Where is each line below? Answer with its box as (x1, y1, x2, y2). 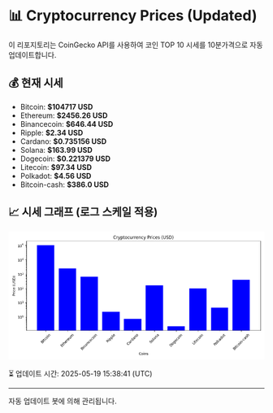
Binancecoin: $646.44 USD (19, 119, 114, 128)
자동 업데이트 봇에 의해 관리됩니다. (8, 396, 117, 406)
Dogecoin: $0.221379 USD (19, 154, 111, 163)
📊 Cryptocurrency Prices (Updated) (8, 7, 258, 25)
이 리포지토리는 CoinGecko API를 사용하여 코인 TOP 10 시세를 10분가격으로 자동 (8, 40, 263, 50)
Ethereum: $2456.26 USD (19, 111, 108, 120)
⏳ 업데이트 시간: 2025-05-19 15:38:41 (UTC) (8, 368, 153, 378)
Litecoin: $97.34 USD (19, 162, 92, 172)
